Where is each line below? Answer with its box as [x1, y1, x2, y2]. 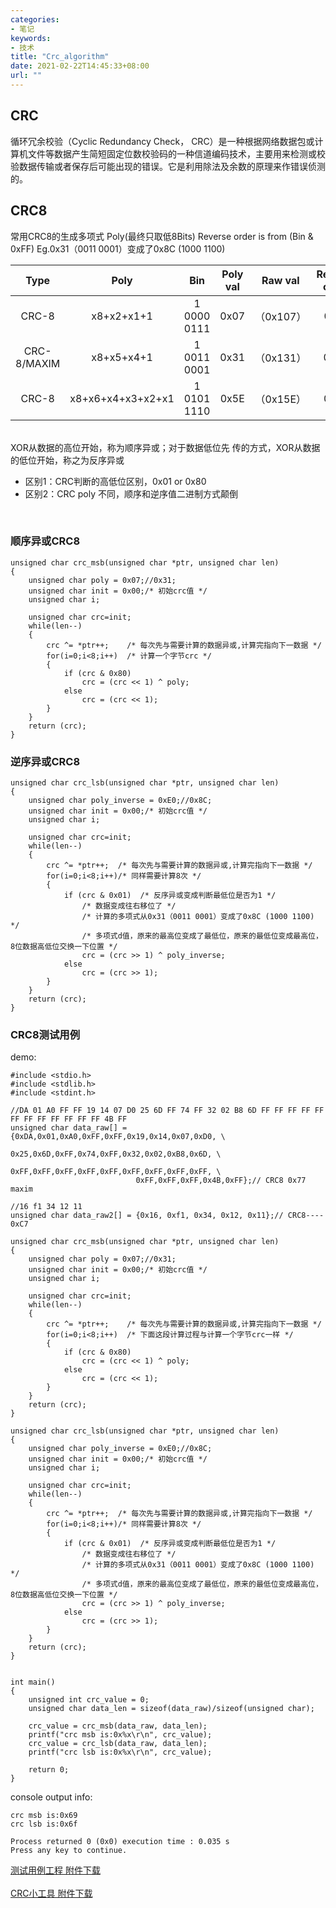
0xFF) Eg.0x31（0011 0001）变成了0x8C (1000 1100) [10, 242, 226, 255]
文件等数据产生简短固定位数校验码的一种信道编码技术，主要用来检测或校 [27, 147, 326, 160]
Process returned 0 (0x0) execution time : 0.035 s [10, 1837, 230, 1847]
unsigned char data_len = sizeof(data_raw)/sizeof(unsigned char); [28, 1704, 315, 1714]
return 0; [28, 1765, 70, 1775]
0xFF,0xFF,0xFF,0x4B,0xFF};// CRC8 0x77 [135, 1176, 307, 1186]
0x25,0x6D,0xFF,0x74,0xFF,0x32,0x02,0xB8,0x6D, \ [10, 1149, 222, 1160]
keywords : [10, 33, 52, 43]
